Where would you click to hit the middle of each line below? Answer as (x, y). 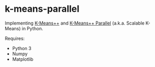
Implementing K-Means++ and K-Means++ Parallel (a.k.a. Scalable (75, 23)
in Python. (32, 28)
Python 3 (22, 48)
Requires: (15, 38)
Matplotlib (23, 59)
